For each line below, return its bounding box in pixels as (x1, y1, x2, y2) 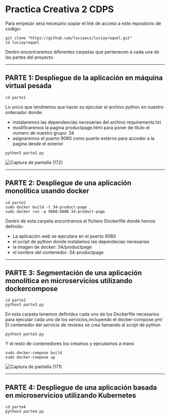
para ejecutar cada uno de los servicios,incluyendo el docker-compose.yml (5, 317, 163, 323)
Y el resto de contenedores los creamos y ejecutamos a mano (5, 340, 135, 347)
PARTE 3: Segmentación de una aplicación (5, 269, 142, 277)
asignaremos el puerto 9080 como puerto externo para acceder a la (12, 135, 155, 141)
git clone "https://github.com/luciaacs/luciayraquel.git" (5, 35, 133, 41)
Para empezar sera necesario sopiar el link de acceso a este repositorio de (5, 20, 161, 26)
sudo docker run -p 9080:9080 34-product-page (5, 209, 105, 214)
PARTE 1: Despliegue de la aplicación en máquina (5, 73, 163, 82)
